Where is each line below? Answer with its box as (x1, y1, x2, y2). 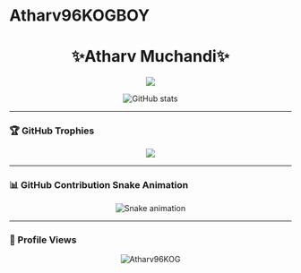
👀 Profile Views (9, 234, 77, 246)
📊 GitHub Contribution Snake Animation (9, 179, 189, 192)
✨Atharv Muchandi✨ (71, 47, 230, 67)
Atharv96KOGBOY (9, 5, 150, 26)
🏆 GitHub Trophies (9, 124, 95, 137)
